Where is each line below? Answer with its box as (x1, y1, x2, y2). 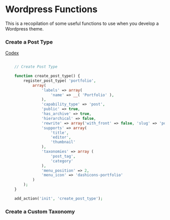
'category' (50, 159, 73, 164)
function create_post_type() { (14, 74, 80, 79)
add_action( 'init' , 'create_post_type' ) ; (14, 196, 103, 201)
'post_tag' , (50, 153, 76, 159)
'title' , (50, 130, 69, 135)
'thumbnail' (50, 140, 76, 145)
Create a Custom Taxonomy (5, 208, 75, 215)
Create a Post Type (5, 38, 53, 45)
